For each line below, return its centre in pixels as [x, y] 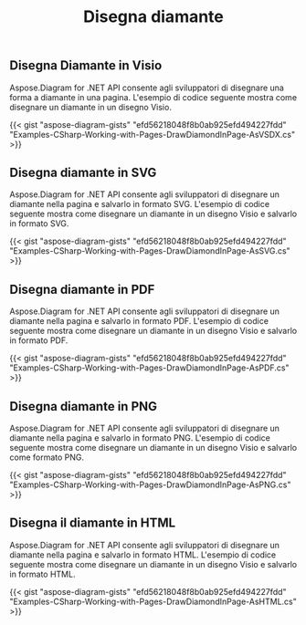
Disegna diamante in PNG [84, 406]
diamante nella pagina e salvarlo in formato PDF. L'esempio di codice [139, 321]
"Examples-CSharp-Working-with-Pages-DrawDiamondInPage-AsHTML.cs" [153, 601]
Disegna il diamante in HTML [93, 523]
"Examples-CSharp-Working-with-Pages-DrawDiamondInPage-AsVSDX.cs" [152, 134]
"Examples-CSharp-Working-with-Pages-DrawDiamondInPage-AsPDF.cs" [149, 368]
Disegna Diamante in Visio [86, 66]
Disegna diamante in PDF [82, 289]
